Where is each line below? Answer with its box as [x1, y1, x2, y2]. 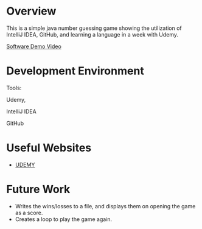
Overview [6, 4, 57, 18]
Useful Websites [6, 141, 92, 155]
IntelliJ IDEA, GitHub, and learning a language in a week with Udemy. [6, 30, 178, 38]
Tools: [6, 84, 22, 91]
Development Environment [6, 64, 144, 78]
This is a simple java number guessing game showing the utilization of [6, 24, 183, 32]
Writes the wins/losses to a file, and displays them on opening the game [15, 202, 196, 210]
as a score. [15, 209, 43, 216]
